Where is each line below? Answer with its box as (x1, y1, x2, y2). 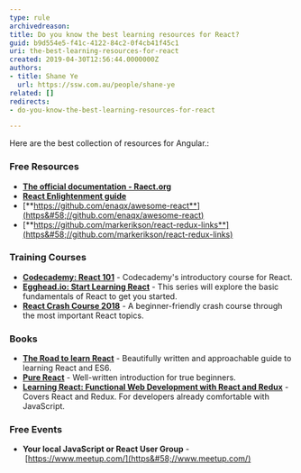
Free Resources (9, 160, 79, 173)
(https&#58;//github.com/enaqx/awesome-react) (22, 209, 205, 221)
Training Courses (9, 251, 87, 264)
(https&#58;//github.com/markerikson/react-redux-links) (22, 229, 233, 240)
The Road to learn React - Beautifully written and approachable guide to (22, 353, 292, 364)
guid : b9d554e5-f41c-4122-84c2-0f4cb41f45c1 (9, 38, 179, 48)
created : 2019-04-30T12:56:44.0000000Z (9, 55, 160, 64)
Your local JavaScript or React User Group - (22, 443, 190, 455)
